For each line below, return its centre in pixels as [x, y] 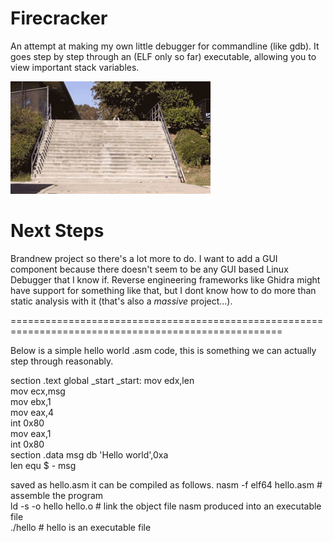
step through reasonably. [62, 361]
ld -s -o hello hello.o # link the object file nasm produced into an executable [166, 506]
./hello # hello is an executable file [81, 527]
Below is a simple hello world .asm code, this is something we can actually [163, 350]
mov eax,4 [32, 412]
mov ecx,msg [38, 391]
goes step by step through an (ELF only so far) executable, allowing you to [163, 56]
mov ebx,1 [31, 401]
